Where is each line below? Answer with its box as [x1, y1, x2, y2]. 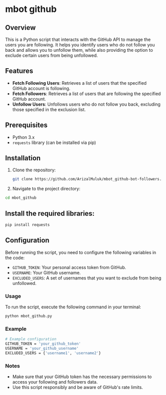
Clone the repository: [12, 167, 56, 173]
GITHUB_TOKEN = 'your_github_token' [5, 341, 81, 347]
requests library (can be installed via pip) [12, 139, 96, 145]
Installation [5, 154, 41, 162]
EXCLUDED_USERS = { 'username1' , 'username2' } [5, 350, 101, 356]
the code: [5, 255, 25, 261]
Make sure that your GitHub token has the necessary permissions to [12, 374, 152, 380]
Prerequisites [5, 121, 48, 130]
